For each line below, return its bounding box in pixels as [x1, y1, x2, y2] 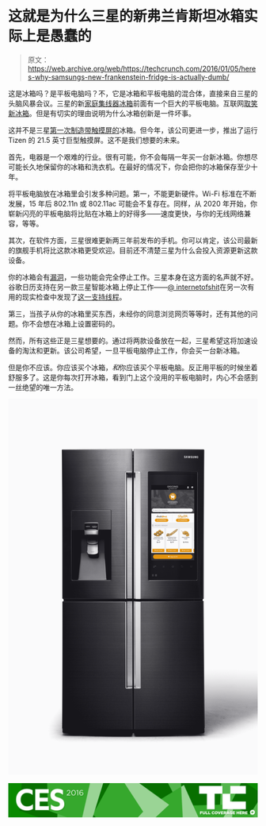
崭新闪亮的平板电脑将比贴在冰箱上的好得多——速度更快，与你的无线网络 [8, 208, 244, 218]
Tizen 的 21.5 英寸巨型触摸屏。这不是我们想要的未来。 [8, 135, 184, 145]
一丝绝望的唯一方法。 [8, 382, 78, 392]
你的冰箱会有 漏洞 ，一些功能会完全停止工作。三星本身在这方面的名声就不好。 [8, 272, 258, 282]
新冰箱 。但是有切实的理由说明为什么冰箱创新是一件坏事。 [8, 108, 196, 118]
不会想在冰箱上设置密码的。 [28, 318, 120, 328]
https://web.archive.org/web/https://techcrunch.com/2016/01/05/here [27, 64, 256, 73]
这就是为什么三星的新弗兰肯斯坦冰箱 [8, 7, 245, 25]
